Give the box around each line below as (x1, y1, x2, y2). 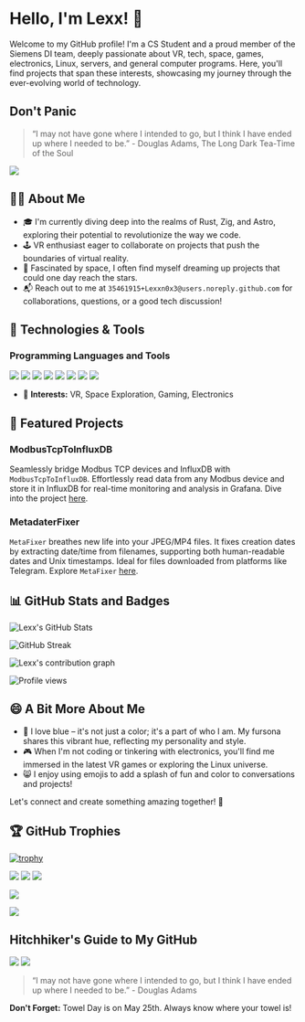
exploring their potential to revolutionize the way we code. (22, 229, 242, 240)
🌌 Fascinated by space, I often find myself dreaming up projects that (22, 262, 280, 273)
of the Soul (31, 147, 74, 158)
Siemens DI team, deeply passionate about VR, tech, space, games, (9, 48, 265, 59)
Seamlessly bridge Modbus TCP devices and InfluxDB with (9, 463, 231, 474)
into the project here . (9, 493, 89, 504)
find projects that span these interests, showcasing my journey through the (9, 68, 292, 79)
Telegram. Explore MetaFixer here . (9, 566, 139, 577)
